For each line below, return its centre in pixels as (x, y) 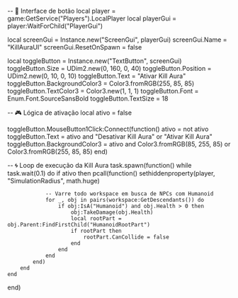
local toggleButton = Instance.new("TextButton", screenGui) (95, 61)
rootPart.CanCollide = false (126, 237)
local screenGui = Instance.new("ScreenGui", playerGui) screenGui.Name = (118, 40)
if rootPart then (96, 231)
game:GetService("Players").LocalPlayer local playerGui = (92, 18)
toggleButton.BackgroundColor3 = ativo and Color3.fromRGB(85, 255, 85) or (119, 144)
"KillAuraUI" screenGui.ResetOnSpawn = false (75, 47)
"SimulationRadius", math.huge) (54, 181)
